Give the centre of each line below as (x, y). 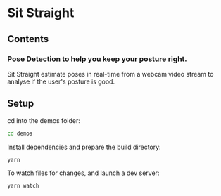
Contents (28, 39)
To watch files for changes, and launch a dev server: (83, 173)
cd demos (20, 133)
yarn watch (23, 186)
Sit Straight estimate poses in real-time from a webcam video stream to (110, 74)
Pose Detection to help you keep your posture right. (97, 59)
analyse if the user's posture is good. (61, 81)
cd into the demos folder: (44, 120)
